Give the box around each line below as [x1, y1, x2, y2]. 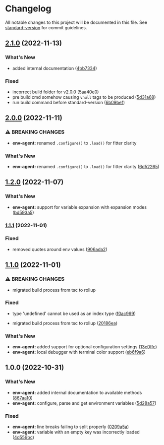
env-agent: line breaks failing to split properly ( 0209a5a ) [12, 424, 129, 430]
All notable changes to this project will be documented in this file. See [5, 19, 148, 25]
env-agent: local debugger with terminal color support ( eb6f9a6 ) [12, 349, 146, 355]
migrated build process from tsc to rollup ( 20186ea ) [12, 320, 118, 326]
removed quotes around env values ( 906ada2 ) [12, 246, 108, 252]
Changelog [5, 3, 52, 14]
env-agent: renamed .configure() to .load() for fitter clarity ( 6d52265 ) [12, 163, 160, 169]
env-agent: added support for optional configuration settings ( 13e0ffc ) [12, 344, 157, 350]
